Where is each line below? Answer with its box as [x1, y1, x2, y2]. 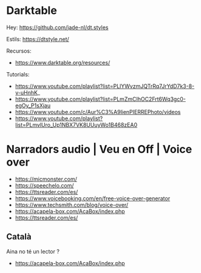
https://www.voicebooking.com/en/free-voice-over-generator [15, 195, 171, 202]
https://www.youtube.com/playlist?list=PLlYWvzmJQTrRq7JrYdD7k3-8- [15, 83, 195, 90]
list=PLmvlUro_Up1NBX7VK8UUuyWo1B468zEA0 [15, 121, 138, 128]
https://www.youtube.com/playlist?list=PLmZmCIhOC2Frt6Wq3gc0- [15, 95, 186, 103]
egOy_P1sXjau [15, 101, 50, 109]
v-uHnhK [15, 89, 38, 96]
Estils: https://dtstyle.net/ [6, 35, 70, 42]
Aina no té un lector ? [6, 248, 60, 255]
